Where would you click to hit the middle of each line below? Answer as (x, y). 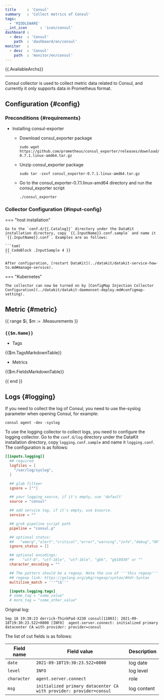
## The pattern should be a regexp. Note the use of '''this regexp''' (84, 573)
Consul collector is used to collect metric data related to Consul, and (74, 83)
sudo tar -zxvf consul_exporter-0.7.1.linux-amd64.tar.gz (80, 174)
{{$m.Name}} (19, 333)
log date (138, 663)
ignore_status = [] (29, 546)
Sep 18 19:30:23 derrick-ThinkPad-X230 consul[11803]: (62, 619)
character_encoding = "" (35, 565)
